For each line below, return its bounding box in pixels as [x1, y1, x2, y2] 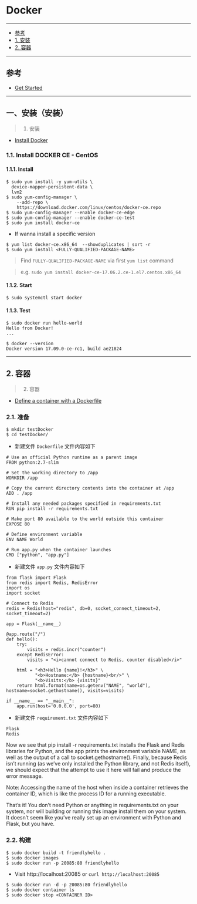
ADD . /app [6, 491, 33, 497]
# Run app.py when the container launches [6, 547, 111, 553]
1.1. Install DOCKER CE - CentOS [6, 151, 98, 159]
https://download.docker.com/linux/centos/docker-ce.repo [16, 204, 161, 210]
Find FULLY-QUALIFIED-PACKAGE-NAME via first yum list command [20, 257, 174, 264]
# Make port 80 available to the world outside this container [6, 516, 164, 522]
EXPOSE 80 [6, 521, 30, 527]
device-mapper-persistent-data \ [11, 184, 93, 190]
